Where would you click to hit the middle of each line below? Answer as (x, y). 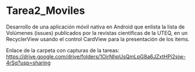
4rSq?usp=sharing (28, 63)
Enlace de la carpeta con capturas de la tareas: (63, 50)
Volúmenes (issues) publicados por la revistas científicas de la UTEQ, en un (97, 33)
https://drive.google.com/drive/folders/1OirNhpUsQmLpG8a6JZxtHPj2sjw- (96, 56)
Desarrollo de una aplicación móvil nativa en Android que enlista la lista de (95, 27)
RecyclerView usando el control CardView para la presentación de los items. (98, 39)
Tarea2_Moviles (46, 11)
